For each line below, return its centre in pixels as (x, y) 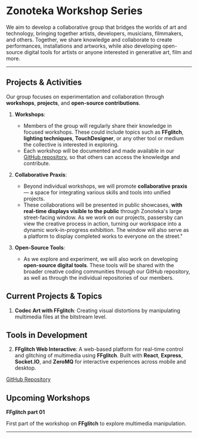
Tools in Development (47, 335)
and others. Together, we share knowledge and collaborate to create (89, 39)
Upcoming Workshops (48, 398)
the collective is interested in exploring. (71, 144)
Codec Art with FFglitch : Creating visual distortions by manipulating (98, 310)
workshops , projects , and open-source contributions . (73, 103)
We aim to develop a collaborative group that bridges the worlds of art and (97, 27)
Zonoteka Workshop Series (75, 11)
